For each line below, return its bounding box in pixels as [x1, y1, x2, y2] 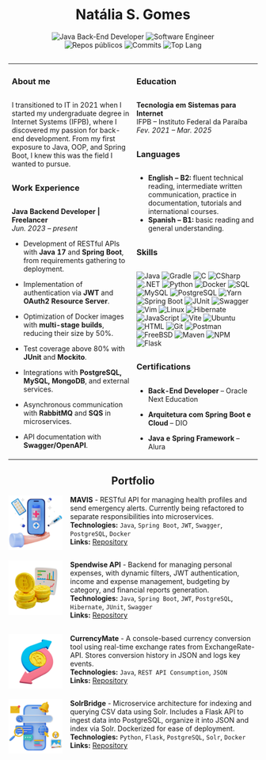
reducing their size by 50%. [23, 329, 114, 338]
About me [11, 76, 51, 86]
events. [70, 659, 94, 668]
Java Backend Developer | [11, 207, 101, 216]
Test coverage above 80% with [23, 344, 125, 353]
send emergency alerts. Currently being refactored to [70, 503, 244, 513]
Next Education [147, 394, 199, 403]
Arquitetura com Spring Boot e [147, 410, 252, 419]
